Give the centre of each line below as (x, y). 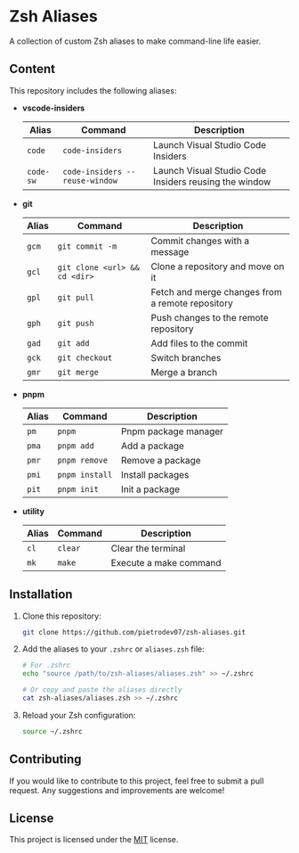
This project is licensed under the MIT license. (94, 840)
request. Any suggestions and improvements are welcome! (117, 790)
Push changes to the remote (210, 317)
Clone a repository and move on (218, 267)
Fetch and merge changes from (216, 291)
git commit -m (87, 246)
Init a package (150, 489)
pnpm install (85, 475)
